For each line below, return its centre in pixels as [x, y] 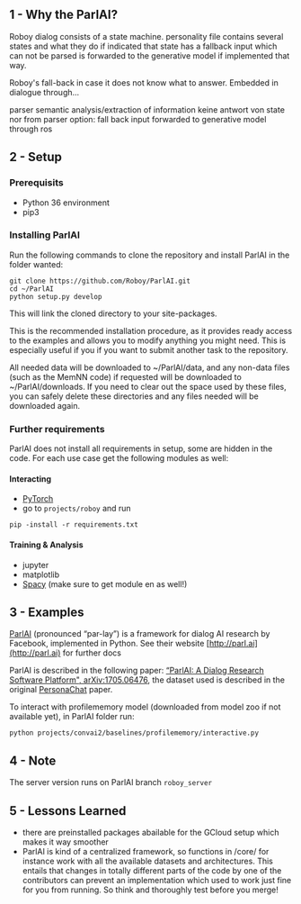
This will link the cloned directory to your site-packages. [113, 313]
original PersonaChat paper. [61, 690]
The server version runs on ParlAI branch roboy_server [111, 782]
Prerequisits [37, 183]
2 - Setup [36, 157]
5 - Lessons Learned [68, 811]
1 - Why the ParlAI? [64, 15]
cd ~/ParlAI [31, 289]
